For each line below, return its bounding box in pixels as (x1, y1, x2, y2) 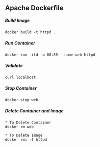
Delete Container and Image (5, 107, 64, 114)
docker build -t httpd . (5, 30, 56, 35)
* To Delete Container (5, 120, 51, 125)
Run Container (5, 40, 35, 46)
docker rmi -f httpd (5, 137, 48, 142)
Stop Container (5, 85, 37, 91)
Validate (5, 63, 23, 68)
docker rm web (5, 125, 34, 129)
